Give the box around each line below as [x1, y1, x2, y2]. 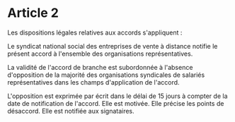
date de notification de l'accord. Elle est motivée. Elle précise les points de [7, 99, 224, 107]
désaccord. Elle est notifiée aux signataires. [7, 106, 134, 115]
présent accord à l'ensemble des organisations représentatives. [7, 49, 193, 58]
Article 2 [7, 5, 59, 21]
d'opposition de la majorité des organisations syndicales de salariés [7, 71, 205, 79]
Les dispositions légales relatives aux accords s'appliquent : [7, 28, 183, 37]
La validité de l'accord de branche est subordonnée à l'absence [7, 63, 193, 71]
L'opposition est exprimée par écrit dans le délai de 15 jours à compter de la [7, 92, 228, 100]
